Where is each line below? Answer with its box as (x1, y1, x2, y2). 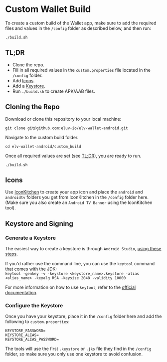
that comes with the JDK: (5, 266, 57, 272)
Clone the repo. (12, 61, 45, 68)
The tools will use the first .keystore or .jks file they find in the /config (5, 346, 152, 352)
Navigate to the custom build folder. (5, 134, 79, 140)
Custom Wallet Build (5, 3, 91, 15)
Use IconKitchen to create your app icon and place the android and (5, 189, 143, 195)
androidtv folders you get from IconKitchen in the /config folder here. (5, 194, 149, 200)
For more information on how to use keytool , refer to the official (5, 284, 136, 290)
